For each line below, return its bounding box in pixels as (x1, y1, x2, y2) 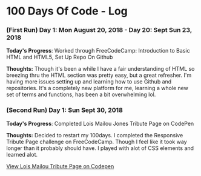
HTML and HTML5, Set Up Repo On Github (6, 53, 113, 61)
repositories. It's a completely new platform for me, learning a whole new (6, 85, 189, 92)
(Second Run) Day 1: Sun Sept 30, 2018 (6, 106, 123, 114)
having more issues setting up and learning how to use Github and (6, 78, 172, 85)
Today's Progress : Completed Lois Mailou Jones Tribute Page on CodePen (6, 120, 194, 127)
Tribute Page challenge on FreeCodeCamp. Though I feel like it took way (6, 138, 187, 145)
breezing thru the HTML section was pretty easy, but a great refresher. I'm (6, 71, 192, 79)
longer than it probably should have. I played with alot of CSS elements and (6, 144, 194, 152)
